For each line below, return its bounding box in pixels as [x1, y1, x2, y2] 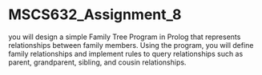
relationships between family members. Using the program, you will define [8, 40, 254, 49]
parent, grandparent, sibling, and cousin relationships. [8, 57, 187, 67]
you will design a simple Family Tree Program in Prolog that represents [8, 32, 241, 41]
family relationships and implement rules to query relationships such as [8, 49, 244, 58]
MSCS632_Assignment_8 [8, 6, 182, 24]
